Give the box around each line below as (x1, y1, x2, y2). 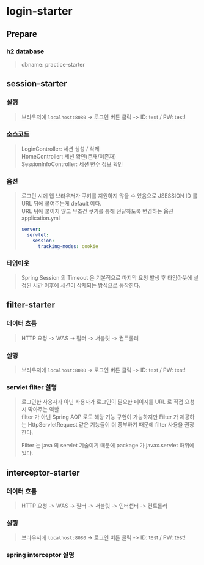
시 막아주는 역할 (21, 406, 59, 413)
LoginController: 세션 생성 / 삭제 (21, 145, 100, 152)
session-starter (6, 78, 67, 89)
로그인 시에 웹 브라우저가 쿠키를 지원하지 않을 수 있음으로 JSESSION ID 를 (21, 192, 198, 200)
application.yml (21, 214, 60, 222)
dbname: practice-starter (21, 61, 86, 68)
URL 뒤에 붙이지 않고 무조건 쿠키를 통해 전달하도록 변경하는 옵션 (21, 208, 174, 215)
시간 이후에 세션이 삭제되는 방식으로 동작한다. (32, 282, 140, 289)
